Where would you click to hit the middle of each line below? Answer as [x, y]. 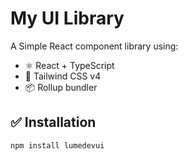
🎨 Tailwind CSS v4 [63, 76]
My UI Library [67, 18]
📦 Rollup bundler [61, 87]
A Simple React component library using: [94, 46]
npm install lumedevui [57, 145]
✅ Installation [53, 122]
